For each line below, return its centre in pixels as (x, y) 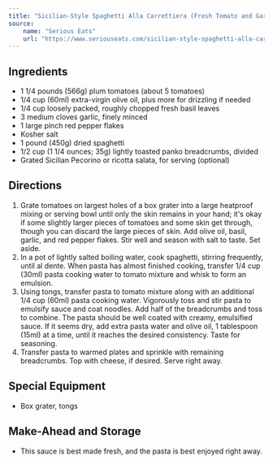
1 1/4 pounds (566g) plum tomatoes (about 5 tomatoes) (113, 91)
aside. (30, 248)
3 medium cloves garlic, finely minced (84, 117)
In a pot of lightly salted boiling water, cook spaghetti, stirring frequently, (142, 257)
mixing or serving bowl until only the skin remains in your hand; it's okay (141, 214)
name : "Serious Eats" (59, 31)
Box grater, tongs (49, 405)
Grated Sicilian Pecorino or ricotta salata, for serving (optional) (125, 160)
